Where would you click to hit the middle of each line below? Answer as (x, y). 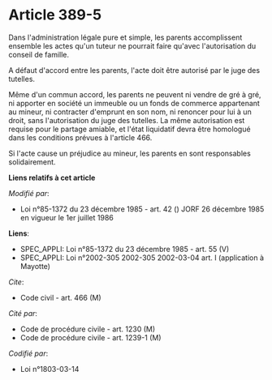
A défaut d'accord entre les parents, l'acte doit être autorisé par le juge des (134, 70)
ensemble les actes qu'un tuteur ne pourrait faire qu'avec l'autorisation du (132, 45)
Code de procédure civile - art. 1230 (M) (88, 329)
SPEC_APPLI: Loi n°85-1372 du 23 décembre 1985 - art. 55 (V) (125, 249)
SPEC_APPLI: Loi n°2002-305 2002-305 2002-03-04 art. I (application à (142, 258)
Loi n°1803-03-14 (50, 369)
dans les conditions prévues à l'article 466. (80, 137)
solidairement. (32, 162)
